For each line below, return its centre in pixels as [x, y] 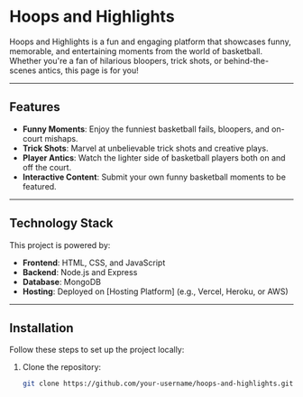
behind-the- [246, 60]
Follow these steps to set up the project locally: [97, 350]
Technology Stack [61, 223]
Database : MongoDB [62, 282]
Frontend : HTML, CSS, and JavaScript [94, 263]
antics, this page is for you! [88, 70]
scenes [23, 70]
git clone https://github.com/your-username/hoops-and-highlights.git [158, 384]
